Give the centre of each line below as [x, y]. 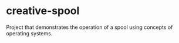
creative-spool [43, 11]
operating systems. [29, 33]
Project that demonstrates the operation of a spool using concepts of [89, 27]
